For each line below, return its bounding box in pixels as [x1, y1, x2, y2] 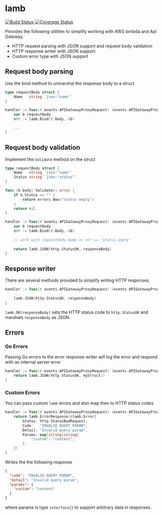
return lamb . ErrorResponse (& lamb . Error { [14, 414, 97, 419]
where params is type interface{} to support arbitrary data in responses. [5, 504, 152, 511]
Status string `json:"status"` [14, 175, 77, 180]
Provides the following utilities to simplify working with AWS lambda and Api [5, 28, 157, 34]
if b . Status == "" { [14, 193, 55, 197]
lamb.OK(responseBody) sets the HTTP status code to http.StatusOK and [5, 309, 148, 315]
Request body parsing [5, 68, 74, 76]
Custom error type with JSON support [12, 53, 88, 59]
